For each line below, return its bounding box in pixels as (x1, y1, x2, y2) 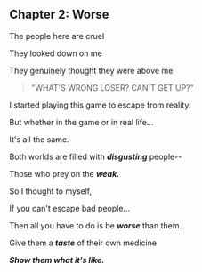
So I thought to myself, (9, 186, 92, 196)
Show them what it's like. (9, 254, 105, 265)
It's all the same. (9, 133, 69, 145)
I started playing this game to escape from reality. (9, 100, 191, 110)
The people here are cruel (9, 30, 105, 41)
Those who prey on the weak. (9, 168, 120, 179)
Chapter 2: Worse (9, 7, 109, 22)
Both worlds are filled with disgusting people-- (9, 151, 182, 162)
